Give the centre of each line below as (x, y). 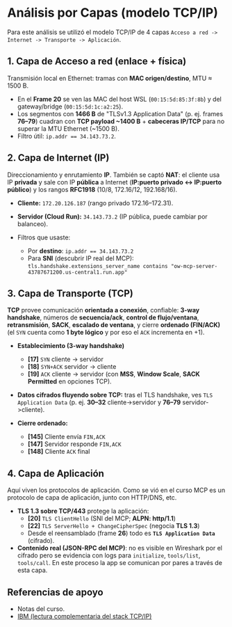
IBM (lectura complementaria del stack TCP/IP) (84, 616)
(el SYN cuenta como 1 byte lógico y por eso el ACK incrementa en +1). (106, 333)
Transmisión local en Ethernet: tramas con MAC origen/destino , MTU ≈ (110, 78)
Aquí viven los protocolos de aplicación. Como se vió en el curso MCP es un (116, 490)
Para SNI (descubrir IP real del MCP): (81, 258)
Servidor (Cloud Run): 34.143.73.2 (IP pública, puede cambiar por (113, 216)
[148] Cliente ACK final (59, 452)
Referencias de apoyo (55, 592)
